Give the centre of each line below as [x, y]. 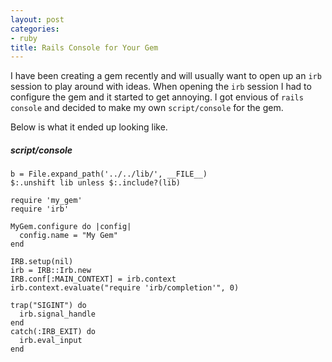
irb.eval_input [51, 341]
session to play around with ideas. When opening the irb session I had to [161, 87]
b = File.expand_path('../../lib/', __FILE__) [109, 174]
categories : [35, 29]
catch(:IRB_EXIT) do [53, 332]
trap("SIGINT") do [48, 306]
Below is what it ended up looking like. [89, 127]
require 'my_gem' [46, 201]
